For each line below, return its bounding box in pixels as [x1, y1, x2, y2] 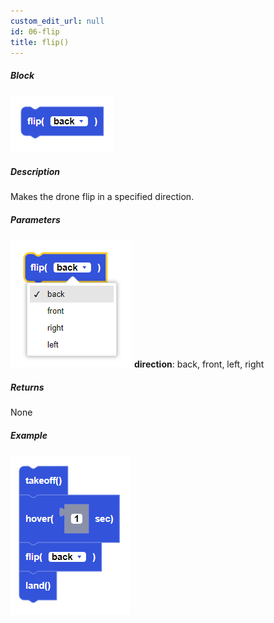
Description [10, 165, 61, 177]
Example [10, 429, 48, 441]
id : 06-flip [10, 26, 60, 37]
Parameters [10, 213, 61, 225]
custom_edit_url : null [10, 16, 105, 26]
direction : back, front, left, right [133, 358, 265, 370]
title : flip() [10, 37, 70, 47]
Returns [10, 381, 45, 393]
